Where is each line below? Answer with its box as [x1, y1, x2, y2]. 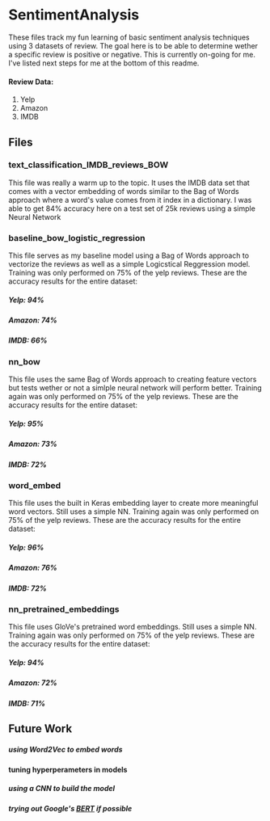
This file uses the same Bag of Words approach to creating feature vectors [8, 374, 257, 385]
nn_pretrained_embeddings [8, 604, 120, 615]
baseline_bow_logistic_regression [8, 232, 146, 243]
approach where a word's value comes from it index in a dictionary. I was [8, 195, 252, 204]
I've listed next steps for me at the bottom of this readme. [8, 58, 200, 68]
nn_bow [8, 356, 40, 367]
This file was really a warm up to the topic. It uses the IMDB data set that [8, 178, 251, 187]
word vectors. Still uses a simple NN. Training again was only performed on [8, 507, 259, 516]
